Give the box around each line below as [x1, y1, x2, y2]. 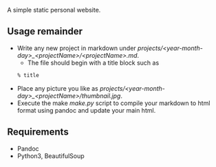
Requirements [7, 126, 69, 138]
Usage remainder [7, 25, 83, 37]
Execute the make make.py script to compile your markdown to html [17, 99, 210, 107]
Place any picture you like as [17, 84, 98, 92]
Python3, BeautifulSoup [17, 151, 85, 160]
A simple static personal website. [7, 6, 101, 14]
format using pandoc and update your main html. [17, 106, 156, 114]
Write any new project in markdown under [17, 44, 136, 52]
